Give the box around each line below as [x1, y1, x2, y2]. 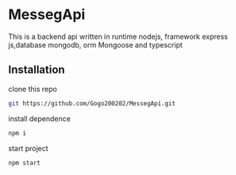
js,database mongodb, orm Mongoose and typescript [8, 40, 183, 49]
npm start [8, 158, 41, 167]
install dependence [8, 113, 72, 124]
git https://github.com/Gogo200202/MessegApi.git [8, 99, 176, 108]
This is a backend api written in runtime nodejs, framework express [8, 32, 228, 41]
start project [8, 143, 49, 153]
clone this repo [8, 84, 57, 93]
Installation [8, 63, 65, 77]
